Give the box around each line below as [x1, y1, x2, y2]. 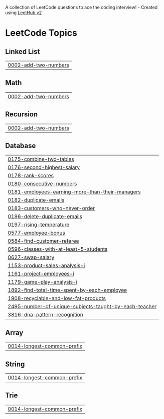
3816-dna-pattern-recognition [8, 311, 84, 318]
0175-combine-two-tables [8, 156, 74, 163]
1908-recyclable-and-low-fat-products [8, 295, 106, 302]
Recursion [5, 110, 38, 119]
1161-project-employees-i [8, 270, 74, 277]
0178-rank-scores [8, 172, 54, 179]
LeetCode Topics [5, 27, 78, 39]
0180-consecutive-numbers [8, 180, 77, 187]
